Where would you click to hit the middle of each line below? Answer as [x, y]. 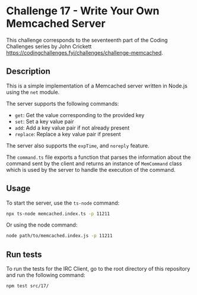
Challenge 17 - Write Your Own [83, 11]
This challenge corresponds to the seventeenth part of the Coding [87, 40]
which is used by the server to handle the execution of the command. [91, 170]
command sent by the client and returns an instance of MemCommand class [94, 163]
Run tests [24, 254]
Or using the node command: [42, 225]
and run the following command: [46, 275]
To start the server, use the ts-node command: [63, 203]
